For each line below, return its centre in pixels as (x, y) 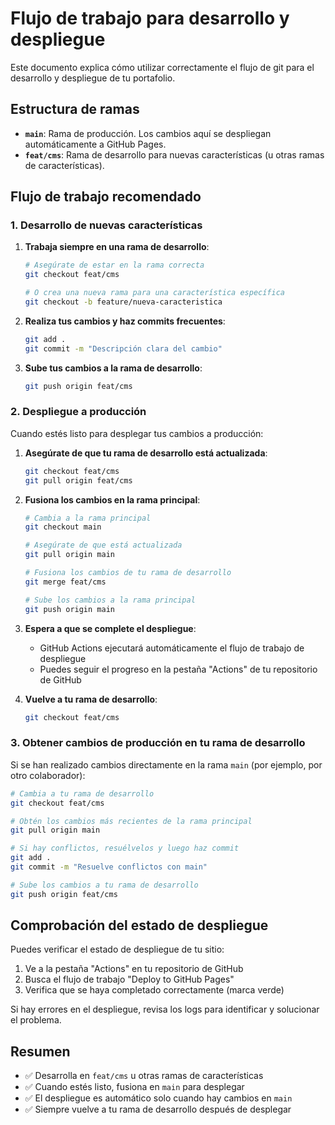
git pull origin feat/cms (78, 480)
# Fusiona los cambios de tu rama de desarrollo (128, 573)
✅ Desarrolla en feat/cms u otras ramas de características (144, 1076)
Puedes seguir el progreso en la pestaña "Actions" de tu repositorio (178, 669)
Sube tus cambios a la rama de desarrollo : (113, 368)
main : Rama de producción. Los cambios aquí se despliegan (148, 133)
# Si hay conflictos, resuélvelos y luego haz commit (125, 848)
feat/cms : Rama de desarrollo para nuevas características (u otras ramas (174, 154)
